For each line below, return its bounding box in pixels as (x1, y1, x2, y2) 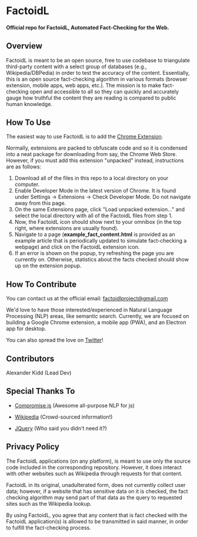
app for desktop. (6, 325, 46, 332)
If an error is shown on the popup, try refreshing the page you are (14, 250, 174, 257)
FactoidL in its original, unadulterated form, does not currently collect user (6, 481, 186, 488)
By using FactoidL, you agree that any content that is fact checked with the (6, 511, 188, 519)
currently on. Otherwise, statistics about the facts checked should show (14, 256, 189, 263)
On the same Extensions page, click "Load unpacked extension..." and (14, 206, 185, 213)
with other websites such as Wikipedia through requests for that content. (6, 470, 183, 477)
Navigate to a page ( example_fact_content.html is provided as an (14, 231, 175, 238)
